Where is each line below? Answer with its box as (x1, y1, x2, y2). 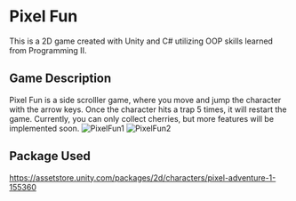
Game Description (9, 71, 112, 86)
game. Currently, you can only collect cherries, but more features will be (9, 113, 274, 124)
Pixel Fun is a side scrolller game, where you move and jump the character (9, 94, 282, 105)
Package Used (9, 149, 91, 164)
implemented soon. (9, 123, 80, 133)
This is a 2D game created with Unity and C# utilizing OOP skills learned (9, 36, 274, 46)
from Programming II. (9, 44, 87, 55)
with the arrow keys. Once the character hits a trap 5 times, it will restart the (9, 104, 287, 115)
